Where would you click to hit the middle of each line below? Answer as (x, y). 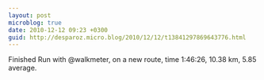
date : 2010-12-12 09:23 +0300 (58, 30)
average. (23, 68)
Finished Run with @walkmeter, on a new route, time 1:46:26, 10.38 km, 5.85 (132, 60)
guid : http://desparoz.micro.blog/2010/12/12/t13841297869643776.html (127, 37)
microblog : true (35, 23)
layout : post (30, 15)
